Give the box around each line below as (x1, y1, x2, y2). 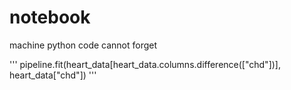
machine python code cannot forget (9, 39, 158, 51)
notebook (9, 6, 91, 29)
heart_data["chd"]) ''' (9, 69, 97, 81)
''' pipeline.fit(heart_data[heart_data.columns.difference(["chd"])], (9, 58, 281, 70)
